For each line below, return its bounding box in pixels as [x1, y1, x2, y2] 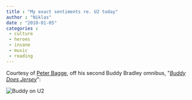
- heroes [8, 36, 31, 42]
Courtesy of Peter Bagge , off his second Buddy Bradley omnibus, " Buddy [6, 69, 186, 76]
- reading [8, 53, 33, 59]
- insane [8, 42, 31, 48]
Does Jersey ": [6, 76, 41, 83]
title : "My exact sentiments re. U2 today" [6, 8, 118, 15]
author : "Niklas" [6, 14, 52, 20]
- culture [8, 31, 33, 37]
